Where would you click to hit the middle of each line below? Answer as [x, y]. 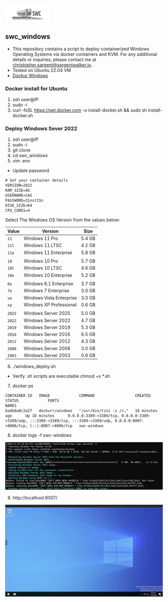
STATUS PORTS [32, 401]
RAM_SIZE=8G [17, 191]
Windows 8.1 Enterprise [48, 284]
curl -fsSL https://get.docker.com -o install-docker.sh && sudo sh [80, 110]
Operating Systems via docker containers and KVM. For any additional [85, 54]
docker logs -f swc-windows [42, 435]
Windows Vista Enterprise [50, 298]
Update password [31, 170]
